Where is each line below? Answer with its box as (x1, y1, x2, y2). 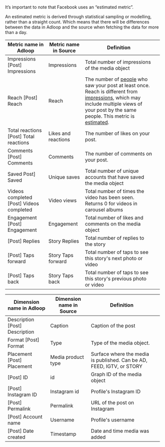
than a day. (5, 30, 28, 35)
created (7, 434, 26, 440)
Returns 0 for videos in (85, 200, 137, 207)
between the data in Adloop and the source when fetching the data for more (5, 24, 159, 30)
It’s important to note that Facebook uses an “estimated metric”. (5, 4, 134, 10)
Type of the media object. (90, 340, 150, 346)
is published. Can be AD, (90, 357, 148, 363)
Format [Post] (7, 337, 40, 343)
